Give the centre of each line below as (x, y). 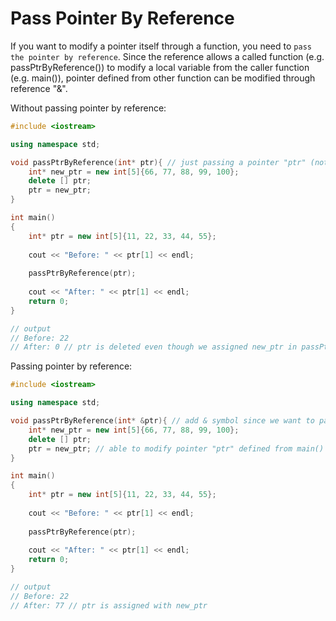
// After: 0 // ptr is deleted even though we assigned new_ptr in (154, 347)
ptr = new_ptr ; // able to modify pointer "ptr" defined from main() (176, 448)
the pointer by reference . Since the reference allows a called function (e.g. (167, 56)
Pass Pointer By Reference (122, 18)
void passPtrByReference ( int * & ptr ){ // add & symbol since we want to (162, 421)
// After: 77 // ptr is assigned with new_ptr (109, 605)
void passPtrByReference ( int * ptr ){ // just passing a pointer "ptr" (158, 162)
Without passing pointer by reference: (88, 108)
